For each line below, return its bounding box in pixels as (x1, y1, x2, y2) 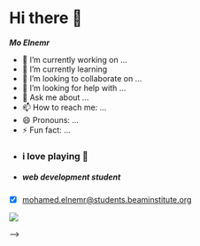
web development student (21, 172, 121, 182)
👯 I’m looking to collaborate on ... (21, 73, 142, 83)
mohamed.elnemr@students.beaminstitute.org (21, 194, 192, 204)
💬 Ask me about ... (21, 92, 89, 103)
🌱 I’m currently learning (21, 64, 108, 74)
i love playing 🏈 (21, 150, 88, 162)
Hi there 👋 (9, 8, 82, 28)
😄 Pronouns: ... (21, 114, 80, 125)
